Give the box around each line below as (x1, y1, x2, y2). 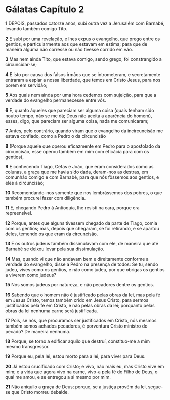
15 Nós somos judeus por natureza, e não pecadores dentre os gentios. (5, 281, 154, 287)
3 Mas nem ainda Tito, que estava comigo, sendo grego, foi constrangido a (5, 56, 162, 62)
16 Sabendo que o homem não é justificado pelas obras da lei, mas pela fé (5, 292, 160, 298)
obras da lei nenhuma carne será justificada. (5, 308, 98, 314)
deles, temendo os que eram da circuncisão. (5, 231, 98, 237)
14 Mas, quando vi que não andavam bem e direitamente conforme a (5, 256, 149, 262)
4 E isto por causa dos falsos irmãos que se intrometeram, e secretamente (5, 71, 161, 77)
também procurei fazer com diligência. (5, 195, 86, 201)
